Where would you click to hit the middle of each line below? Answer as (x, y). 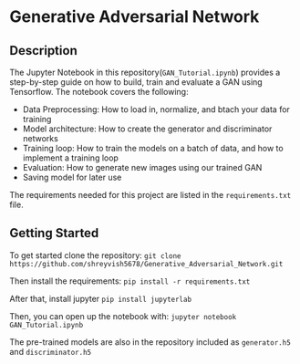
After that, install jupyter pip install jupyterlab (101, 298)
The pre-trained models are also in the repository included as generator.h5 (150, 342)
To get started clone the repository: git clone (95, 255)
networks (41, 138)
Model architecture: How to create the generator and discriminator (147, 129)
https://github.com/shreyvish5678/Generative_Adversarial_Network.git (146, 264)
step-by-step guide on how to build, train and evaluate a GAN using (136, 82)
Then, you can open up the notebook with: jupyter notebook (123, 316)
